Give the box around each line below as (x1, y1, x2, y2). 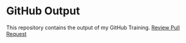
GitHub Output (6, 4, 80, 18)
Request (6, 30, 27, 37)
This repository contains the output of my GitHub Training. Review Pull (6, 24, 180, 31)
